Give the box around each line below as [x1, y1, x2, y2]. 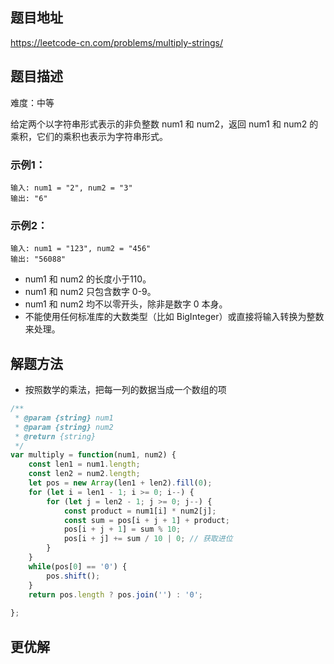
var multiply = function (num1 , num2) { [10, 450, 177, 460]
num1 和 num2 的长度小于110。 [24, 273, 152, 285]
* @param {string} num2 [14, 422, 114, 432]
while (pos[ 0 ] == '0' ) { [28, 561, 128, 572]
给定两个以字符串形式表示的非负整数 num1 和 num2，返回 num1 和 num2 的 [10, 118, 319, 130]
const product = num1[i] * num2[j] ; [63, 506, 217, 516]
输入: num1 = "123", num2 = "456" [10, 244, 152, 254]
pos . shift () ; [46, 571, 101, 581]
